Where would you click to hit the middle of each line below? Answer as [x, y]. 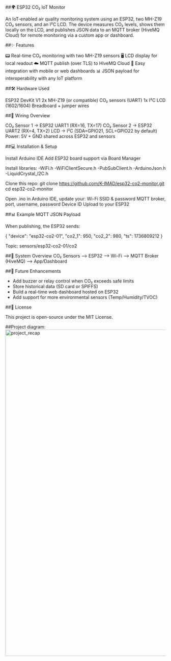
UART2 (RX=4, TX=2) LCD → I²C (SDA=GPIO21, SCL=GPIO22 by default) [81, 131]
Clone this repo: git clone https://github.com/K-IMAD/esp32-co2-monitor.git [85, 183]
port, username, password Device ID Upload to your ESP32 [67, 204]
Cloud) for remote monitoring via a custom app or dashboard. [70, 35]
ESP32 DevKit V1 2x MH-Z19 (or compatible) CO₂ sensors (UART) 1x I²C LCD [85, 100]
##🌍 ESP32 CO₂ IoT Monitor [35, 7]
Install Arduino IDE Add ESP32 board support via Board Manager [73, 158]
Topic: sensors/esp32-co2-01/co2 [41, 246]
